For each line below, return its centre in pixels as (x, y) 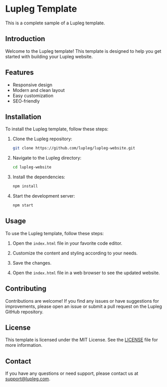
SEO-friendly (26, 101)
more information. (24, 345)
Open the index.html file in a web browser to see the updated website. (86, 273)
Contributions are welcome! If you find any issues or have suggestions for (82, 301)
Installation (23, 117)
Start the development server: (44, 196)
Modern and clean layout (38, 90)
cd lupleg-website (32, 167)
